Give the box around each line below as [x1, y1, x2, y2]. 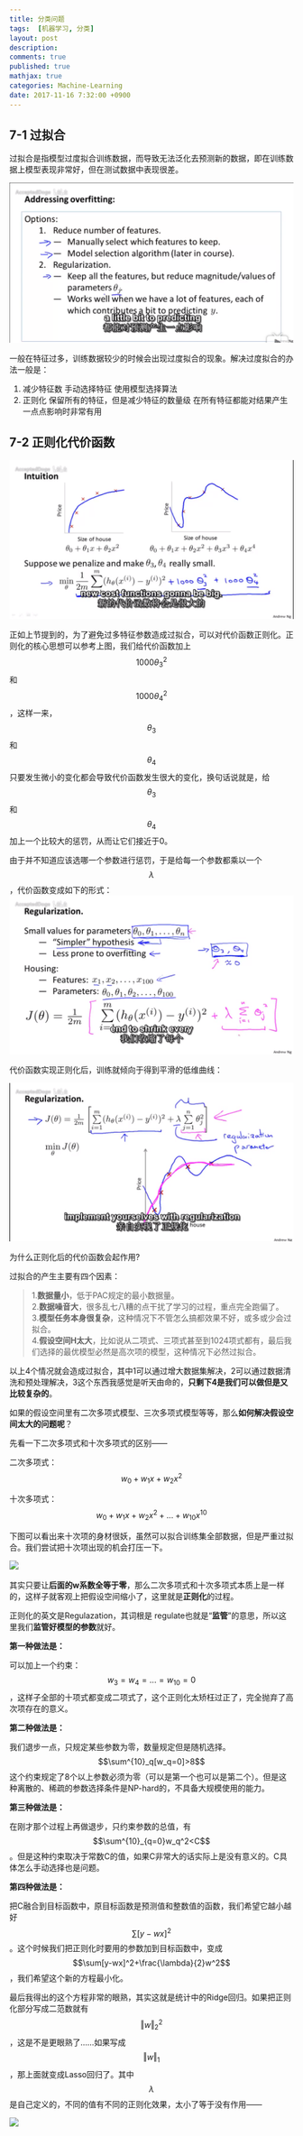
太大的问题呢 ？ [16, 1418, 73, 1429]
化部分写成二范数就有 [9, 2003, 88, 2014]
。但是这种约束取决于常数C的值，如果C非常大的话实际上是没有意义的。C [9, 1850, 280, 1862]
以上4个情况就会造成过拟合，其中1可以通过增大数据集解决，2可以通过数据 [9, 1365, 284, 1376]
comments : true [9, 52, 67, 62]
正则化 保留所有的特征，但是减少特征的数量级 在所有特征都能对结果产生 [22, 394, 289, 405]
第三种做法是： [9, 1801, 65, 1812]
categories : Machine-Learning [9, 81, 124, 90]
